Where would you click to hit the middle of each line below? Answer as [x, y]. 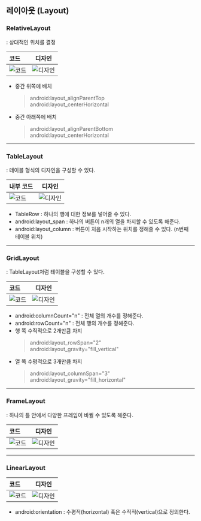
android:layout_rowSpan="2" [66, 343]
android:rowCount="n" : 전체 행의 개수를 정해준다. [74, 324]
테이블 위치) [29, 236]
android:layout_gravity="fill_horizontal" [78, 380]
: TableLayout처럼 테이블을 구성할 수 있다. [55, 272]
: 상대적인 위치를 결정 [31, 42]
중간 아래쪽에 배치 [36, 116]
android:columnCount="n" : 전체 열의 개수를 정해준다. [79, 316]
